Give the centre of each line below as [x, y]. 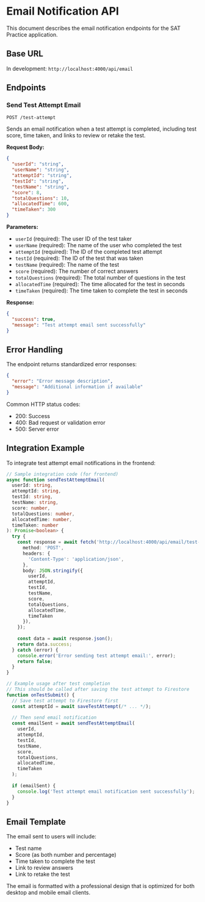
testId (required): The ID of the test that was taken [79, 258]
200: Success [33, 416]
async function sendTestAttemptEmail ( [56, 480]
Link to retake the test [42, 875]
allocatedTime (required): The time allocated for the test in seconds [100, 284]
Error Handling [34, 349]
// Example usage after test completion [59, 684]
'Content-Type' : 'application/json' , [76, 559]
